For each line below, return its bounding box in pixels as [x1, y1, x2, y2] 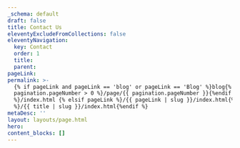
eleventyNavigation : [7, 37, 69, 44]
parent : [14, 63, 37, 70]
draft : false [7, 17, 46, 24]
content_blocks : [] [7, 129, 66, 137]
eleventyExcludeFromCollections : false [7, 30, 126, 38]
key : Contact [14, 43, 53, 51]
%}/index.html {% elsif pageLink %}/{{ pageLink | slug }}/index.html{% [14, 97, 235, 104]
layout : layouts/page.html [7, 116, 88, 123]
